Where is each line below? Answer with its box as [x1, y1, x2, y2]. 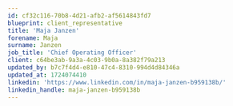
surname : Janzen [7, 41, 62, 49]
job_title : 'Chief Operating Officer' [7, 49, 137, 57]
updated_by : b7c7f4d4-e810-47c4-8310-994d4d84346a [7, 64, 180, 72]
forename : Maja [7, 33, 58, 42]
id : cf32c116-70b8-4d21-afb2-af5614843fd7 [7, 11, 151, 20]
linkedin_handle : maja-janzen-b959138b [7, 85, 141, 94]
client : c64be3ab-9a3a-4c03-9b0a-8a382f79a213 [7, 57, 166, 65]
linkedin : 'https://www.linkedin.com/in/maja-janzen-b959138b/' [7, 78, 227, 86]
